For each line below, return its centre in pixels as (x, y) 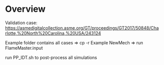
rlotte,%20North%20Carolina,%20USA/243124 (53, 33)
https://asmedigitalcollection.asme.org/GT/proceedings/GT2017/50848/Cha (82, 28)
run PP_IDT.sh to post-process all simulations (51, 57)
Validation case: (21, 23)
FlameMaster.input (24, 48)
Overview (25, 9)
